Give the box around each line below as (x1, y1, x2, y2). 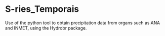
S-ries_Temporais (5, 3, 79, 15)
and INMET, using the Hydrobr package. (5, 25, 87, 31)
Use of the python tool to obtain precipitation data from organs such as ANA (5, 20, 160, 26)
